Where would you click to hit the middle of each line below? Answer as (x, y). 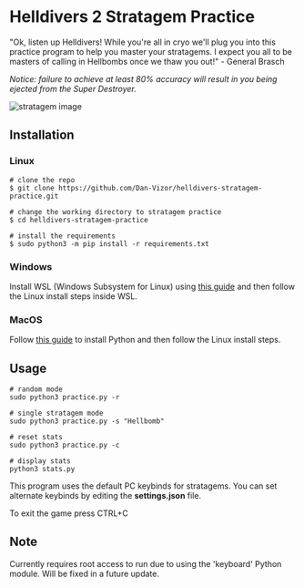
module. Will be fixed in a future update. (84, 573)
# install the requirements (63, 236)
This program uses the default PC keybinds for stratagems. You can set (143, 486)
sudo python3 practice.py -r (65, 397)
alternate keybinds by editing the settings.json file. (106, 496)
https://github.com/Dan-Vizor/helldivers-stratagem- (160, 188)
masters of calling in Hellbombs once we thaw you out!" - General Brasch (147, 61)
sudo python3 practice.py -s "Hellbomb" (87, 421)
